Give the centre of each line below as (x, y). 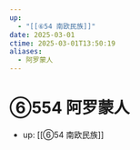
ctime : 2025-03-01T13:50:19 (63, 43)
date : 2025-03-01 (42, 35)
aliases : (26, 52)
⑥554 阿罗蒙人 (70, 108)
